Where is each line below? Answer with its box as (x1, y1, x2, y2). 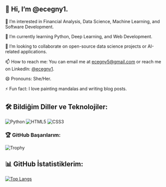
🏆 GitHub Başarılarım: (5, 131, 61, 138)
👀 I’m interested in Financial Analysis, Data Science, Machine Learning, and (5, 18, 160, 24)
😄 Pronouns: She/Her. (5, 75, 51, 81)
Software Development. (5, 24, 54, 30)
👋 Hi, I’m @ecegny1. (5, 5, 68, 14)
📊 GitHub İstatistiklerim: (5, 160, 83, 168)
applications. (20, 48, 47, 54)
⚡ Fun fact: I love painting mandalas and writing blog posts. (5, 85, 127, 91)
